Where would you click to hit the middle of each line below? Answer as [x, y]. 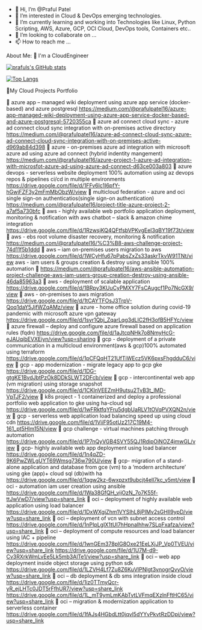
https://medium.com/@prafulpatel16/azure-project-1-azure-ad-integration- [99, 160]
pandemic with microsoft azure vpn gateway [61, 313]
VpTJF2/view [23, 397]
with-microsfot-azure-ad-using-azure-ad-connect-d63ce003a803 [89, 166]
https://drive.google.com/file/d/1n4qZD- [56, 454]
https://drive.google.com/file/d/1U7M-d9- [106, 550]
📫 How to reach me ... [43, 42]
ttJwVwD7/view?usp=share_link [46, 499]
